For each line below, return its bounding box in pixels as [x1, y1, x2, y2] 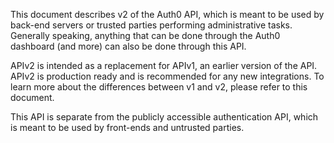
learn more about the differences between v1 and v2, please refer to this [10, 81, 308, 93]
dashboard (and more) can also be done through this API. [10, 40, 247, 52]
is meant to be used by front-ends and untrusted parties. [10, 122, 245, 133]
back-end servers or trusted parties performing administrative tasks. [10, 19, 293, 31]
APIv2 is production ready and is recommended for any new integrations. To [10, 70, 325, 82]
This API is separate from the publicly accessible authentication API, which [10, 111, 319, 123]
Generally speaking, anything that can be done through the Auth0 [10, 30, 281, 41]
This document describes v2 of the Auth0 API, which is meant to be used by [10, 9, 325, 20]
